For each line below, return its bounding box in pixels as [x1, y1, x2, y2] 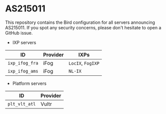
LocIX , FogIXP [69, 59, 99, 66]
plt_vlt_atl [7, 101, 36, 107]
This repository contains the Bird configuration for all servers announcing [5, 19, 156, 25]
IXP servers [12, 39, 36, 45]
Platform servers [12, 80, 47, 86]
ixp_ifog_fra [7, 60, 39, 66]
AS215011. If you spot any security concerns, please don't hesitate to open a [5, 24, 162, 30]
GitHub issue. [5, 30, 33, 36]
